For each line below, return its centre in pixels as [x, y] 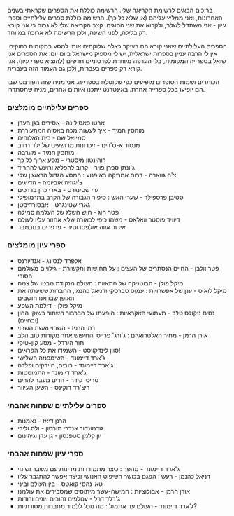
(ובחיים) [28, 320]
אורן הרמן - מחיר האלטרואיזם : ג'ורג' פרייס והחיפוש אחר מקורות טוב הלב [112, 335]
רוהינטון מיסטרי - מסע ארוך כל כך [61, 160]
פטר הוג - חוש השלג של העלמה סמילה [68, 212]
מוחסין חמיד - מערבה [46, 153]
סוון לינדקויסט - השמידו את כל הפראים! [69, 350]
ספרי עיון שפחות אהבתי [45, 454]
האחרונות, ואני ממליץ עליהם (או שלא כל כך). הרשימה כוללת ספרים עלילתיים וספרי [115, 18]
